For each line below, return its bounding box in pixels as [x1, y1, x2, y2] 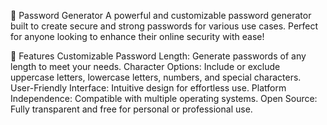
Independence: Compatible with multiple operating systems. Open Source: [10, 93, 318, 104]
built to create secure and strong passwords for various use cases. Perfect [10, 20, 319, 32]
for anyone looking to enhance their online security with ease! [10, 31, 265, 42]
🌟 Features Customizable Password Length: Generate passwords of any [10, 50, 307, 62]
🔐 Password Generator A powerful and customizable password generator [10, 10, 312, 21]
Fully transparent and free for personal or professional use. [10, 103, 253, 115]
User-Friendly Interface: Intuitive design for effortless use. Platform [10, 82, 287, 94]
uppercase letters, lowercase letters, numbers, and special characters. [10, 71, 302, 83]
